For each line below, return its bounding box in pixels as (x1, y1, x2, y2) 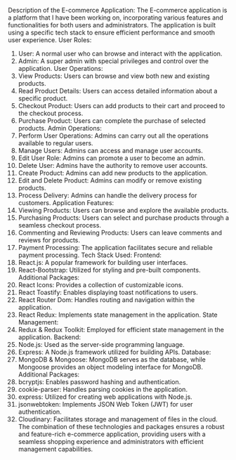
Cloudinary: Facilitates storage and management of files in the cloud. (18, 415, 218, 423)
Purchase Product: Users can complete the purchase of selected (18, 117, 206, 125)
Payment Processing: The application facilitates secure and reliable (18, 244, 213, 251)
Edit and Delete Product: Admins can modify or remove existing (18, 176, 202, 185)
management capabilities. (18, 445, 93, 453)
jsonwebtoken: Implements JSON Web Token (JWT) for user (18, 400, 193, 408)
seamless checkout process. (18, 221, 101, 229)
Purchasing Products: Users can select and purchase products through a (18, 213, 230, 222)
